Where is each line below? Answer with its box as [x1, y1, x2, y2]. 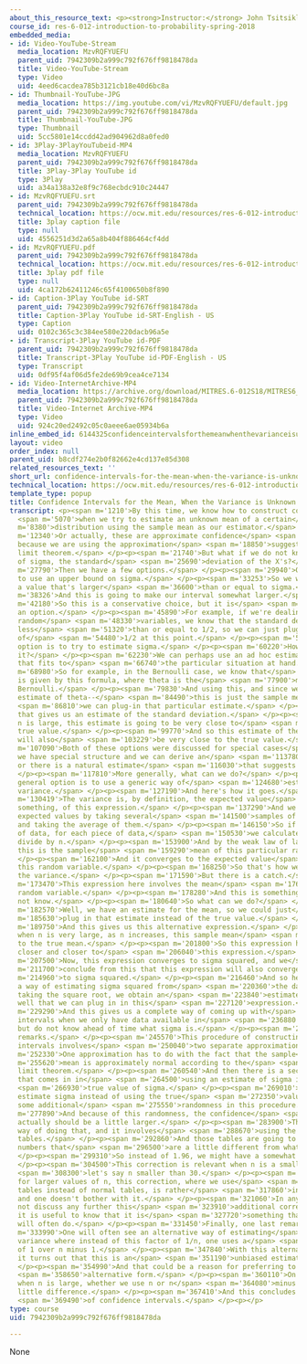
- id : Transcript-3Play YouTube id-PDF [9, 336, 162, 345]
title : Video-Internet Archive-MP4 [17, 404, 153, 414]
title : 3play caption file [17, 217, 121, 227]
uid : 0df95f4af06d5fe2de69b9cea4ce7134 [17, 370, 170, 379]
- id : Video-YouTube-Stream [9, 38, 117, 48]
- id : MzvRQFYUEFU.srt [9, 192, 96, 201]
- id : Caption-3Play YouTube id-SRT [9, 293, 149, 302]
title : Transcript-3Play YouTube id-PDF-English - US [17, 353, 227, 362]
